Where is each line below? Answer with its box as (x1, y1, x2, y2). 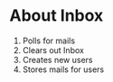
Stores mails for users (22, 64, 105, 75)
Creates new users (22, 54, 93, 65)
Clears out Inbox (22, 44, 84, 55)
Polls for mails (22, 35, 75, 46)
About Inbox (9, 5, 104, 26)
